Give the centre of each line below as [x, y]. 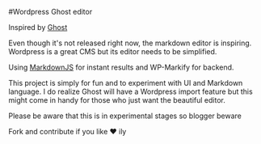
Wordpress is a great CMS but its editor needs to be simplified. [113, 51]
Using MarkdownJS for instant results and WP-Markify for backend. [121, 67]
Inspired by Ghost [38, 27]
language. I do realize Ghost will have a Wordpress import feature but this [130, 91]
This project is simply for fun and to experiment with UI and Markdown [126, 83]
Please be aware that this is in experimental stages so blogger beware [125, 116]
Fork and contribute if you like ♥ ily [67, 131]
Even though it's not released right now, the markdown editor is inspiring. [130, 43]
